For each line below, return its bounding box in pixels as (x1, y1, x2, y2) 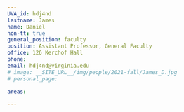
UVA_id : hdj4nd (7, 10, 52, 17)
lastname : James (7, 17, 55, 24)
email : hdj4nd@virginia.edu (7, 62, 90, 69)
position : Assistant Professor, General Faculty (7, 43, 152, 50)
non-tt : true (7, 29, 46, 37)
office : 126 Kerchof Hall (7, 50, 83, 57)
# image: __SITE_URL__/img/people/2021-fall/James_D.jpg (7, 69, 178, 76)
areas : (7, 88, 27, 95)
